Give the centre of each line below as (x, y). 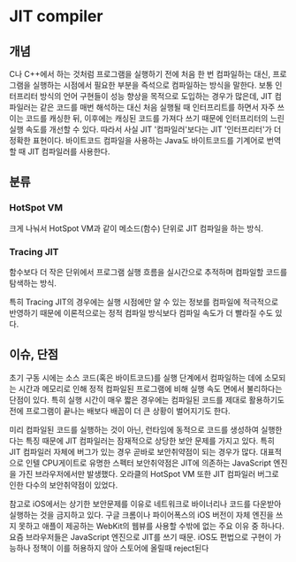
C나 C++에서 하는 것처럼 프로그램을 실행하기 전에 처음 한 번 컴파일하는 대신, (140, 74)
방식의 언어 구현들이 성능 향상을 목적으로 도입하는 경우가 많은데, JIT (156, 96)
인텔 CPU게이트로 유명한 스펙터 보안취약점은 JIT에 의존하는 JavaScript (148, 463)
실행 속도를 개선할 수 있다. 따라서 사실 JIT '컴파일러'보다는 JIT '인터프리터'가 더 (145, 129)
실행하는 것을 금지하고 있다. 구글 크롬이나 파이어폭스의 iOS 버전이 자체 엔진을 (141, 514)
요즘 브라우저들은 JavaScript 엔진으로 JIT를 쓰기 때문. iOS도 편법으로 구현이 (140, 536)
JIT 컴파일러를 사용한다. (69, 151)
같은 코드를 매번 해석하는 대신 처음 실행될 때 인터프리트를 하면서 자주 (157, 107)
